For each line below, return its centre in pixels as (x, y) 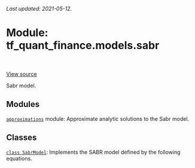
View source (22, 74)
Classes (22, 138)
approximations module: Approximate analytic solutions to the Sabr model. (98, 118)
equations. (19, 158)
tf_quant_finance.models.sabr (83, 46)
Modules (23, 104)
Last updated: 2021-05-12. (39, 9)
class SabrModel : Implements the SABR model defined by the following (93, 152)
